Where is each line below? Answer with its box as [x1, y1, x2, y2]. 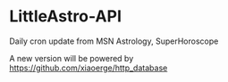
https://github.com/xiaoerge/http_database [9, 62, 168, 73]
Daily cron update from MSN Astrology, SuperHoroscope [9, 36, 219, 46]
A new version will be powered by [9, 53, 134, 63]
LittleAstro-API [9, 6, 122, 27]
